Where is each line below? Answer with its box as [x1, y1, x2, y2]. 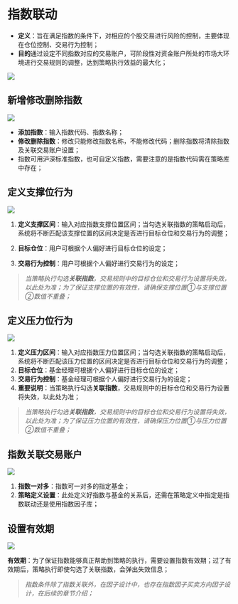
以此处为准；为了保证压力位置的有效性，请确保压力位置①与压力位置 [24, 417, 227, 425]
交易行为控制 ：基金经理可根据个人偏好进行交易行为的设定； [17, 375, 193, 383]
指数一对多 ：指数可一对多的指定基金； [17, 482, 130, 491]
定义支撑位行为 [7, 186, 73, 198]
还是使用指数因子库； [36, 499, 99, 509]
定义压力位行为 [7, 314, 73, 327]
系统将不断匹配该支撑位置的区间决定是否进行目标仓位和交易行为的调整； [17, 228, 229, 237]
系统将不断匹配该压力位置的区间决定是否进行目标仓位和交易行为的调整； [17, 357, 229, 366]
